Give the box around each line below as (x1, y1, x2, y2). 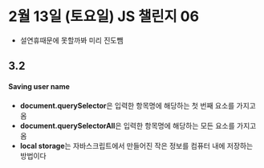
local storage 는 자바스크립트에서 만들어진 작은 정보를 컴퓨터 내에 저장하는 (19, 141, 254, 150)
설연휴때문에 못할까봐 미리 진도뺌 (19, 35, 124, 45)
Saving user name (8, 81, 70, 91)
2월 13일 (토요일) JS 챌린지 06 (8, 7, 199, 26)
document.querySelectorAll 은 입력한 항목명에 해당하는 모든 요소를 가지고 (19, 121, 257, 130)
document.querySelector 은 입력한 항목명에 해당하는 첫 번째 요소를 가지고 (19, 100, 257, 110)
